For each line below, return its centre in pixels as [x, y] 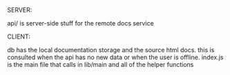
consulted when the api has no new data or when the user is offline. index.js [115, 57]
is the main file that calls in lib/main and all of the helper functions [100, 64]
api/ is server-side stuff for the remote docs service [80, 23]
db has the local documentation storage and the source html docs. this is [111, 50]
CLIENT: [19, 36]
